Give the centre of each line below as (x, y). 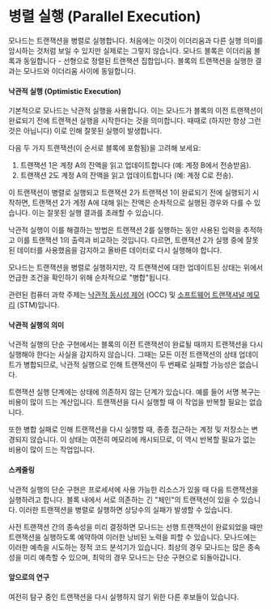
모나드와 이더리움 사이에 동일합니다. (79, 70)
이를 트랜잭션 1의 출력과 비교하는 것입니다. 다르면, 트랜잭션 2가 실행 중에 (130, 241)
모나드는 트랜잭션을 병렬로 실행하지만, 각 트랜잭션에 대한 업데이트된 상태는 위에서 (136, 267)
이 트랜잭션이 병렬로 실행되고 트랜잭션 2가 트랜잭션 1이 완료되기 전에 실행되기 (129, 193)
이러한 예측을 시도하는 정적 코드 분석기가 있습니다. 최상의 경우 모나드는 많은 (127, 547)
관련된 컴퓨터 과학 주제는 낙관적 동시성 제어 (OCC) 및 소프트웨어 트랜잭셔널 (127, 295)
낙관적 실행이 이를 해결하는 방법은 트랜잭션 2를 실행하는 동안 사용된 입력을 (125, 230)
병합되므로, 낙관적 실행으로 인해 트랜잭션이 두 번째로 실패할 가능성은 (130, 364)
